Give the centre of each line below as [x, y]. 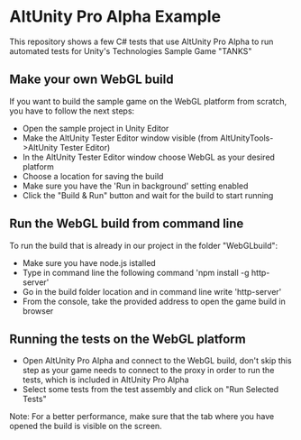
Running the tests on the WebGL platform [128, 339]
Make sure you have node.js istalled [89, 262]
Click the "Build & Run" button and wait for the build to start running [148, 195]
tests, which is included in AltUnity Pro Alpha [105, 380]
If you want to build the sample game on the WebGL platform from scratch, [148, 101]
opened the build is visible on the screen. [86, 426]
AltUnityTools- [247, 138]
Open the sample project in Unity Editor [96, 128]
